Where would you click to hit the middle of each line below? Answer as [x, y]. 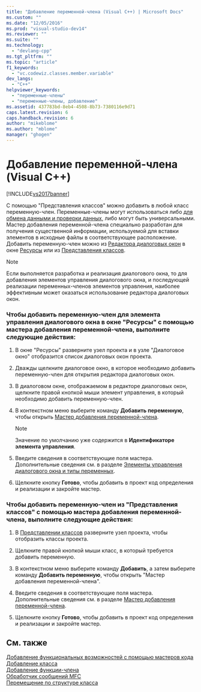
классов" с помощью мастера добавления [73, 512]
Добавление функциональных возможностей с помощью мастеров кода [100, 657]
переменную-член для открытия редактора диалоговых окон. [95, 375]
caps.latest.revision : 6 [37, 112]
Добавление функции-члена [43, 670]
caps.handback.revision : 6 [40, 118]
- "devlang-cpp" [32, 51]
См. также [27, 642]
